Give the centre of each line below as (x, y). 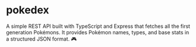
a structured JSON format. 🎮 (42, 39)
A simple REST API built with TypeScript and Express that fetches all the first (98, 26)
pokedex (28, 10)
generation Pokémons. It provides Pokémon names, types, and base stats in (97, 32)
